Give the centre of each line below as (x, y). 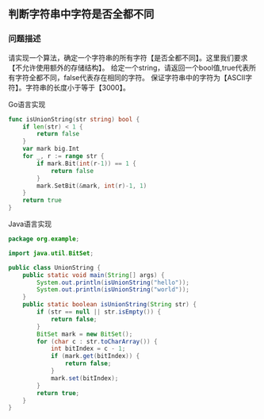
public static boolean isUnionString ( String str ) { (109, 305)
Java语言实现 (30, 224)
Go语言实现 (27, 104)
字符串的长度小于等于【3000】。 (78, 87)
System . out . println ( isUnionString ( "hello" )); (113, 283)
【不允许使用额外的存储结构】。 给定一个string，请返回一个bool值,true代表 (129, 67)
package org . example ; (44, 239)
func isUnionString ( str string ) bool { (74, 119)
